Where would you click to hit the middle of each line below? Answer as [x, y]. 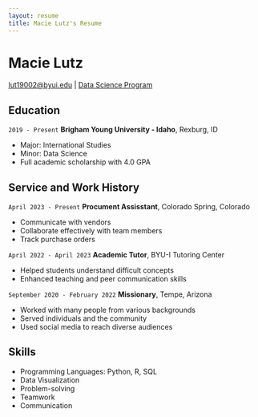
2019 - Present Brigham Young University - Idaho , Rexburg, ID [113, 130]
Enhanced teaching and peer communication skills [103, 279]
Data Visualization [50, 380]
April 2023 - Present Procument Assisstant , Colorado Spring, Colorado [129, 207]
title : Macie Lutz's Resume [55, 23]
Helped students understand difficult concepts [97, 270]
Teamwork [37, 397]
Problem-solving [47, 388]
